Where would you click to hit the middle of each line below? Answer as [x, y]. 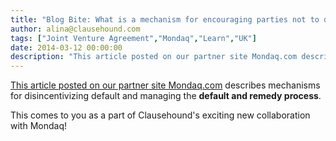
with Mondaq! [38, 126]
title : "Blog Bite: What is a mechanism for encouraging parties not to [165, 19]
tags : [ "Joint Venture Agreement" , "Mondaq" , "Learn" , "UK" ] [133, 38]
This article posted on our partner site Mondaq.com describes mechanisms [165, 85]
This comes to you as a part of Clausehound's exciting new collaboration [160, 115]
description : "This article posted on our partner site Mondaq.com [154, 57]
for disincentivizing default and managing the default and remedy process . [166, 96]
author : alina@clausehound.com [75, 29]
